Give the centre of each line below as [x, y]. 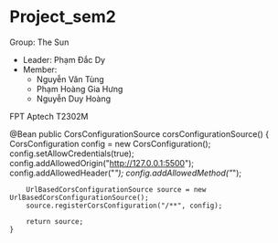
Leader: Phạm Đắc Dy [64, 59]
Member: [40, 69]
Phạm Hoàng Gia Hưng [80, 89]
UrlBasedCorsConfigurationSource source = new [116, 189]
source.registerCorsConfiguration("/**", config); [124, 206]
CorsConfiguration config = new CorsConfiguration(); [110, 143]
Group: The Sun [39, 42]
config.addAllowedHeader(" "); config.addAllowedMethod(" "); [126, 173]
